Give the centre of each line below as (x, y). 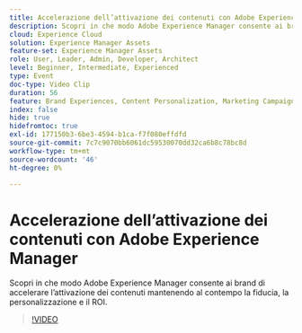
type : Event (31, 76)
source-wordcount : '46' (54, 159)
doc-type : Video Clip (50, 84)
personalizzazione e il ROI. (58, 302)
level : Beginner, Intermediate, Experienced (94, 68)
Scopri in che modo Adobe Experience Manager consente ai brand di (137, 283)
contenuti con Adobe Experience (134, 239)
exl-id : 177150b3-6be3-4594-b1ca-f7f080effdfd (98, 135)
